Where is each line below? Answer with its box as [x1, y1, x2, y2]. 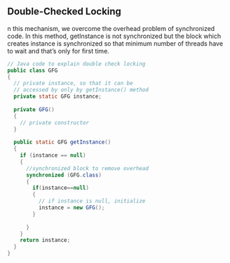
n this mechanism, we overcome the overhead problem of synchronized [7, 24, 215, 32]
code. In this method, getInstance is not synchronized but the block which [7, 32, 222, 40]
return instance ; [20, 237, 71, 244]
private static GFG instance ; [13, 93, 102, 101]
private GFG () [13, 105, 55, 113]
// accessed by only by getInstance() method [13, 86, 149, 94]
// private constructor [20, 119, 90, 126]
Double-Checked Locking [7, 6, 121, 18]
